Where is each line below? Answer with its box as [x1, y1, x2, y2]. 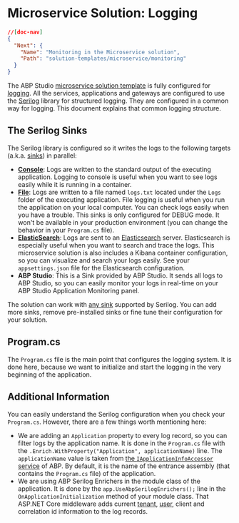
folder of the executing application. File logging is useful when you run [17, 195, 225, 204]
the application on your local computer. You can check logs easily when [17, 203, 230, 211]
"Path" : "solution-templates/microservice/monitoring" [20, 55, 187, 62]
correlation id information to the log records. [17, 507, 148, 515]
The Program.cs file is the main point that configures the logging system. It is [7, 355, 232, 363]
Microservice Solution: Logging [7, 5, 198, 21]
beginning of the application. [7, 370, 92, 379]
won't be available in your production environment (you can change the [17, 218, 228, 226]
